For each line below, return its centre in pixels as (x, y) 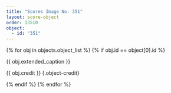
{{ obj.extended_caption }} (38, 62)
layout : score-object (33, 17)
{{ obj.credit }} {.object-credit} (43, 73)
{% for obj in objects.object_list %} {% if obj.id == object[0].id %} (86, 50)
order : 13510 (22, 22)
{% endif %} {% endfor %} (39, 84)
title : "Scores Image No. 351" (45, 11)
